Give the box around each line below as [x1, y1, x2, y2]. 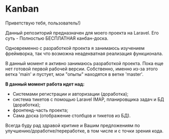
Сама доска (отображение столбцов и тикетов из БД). [12, 113, 131, 119]
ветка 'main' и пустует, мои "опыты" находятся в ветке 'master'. [5, 71, 144, 77]
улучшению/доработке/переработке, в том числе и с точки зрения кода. [5, 128, 164, 134]
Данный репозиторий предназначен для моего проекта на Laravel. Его [5, 30, 159, 36]
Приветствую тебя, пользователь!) [5, 20, 81, 26]
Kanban [5, 3, 39, 15]
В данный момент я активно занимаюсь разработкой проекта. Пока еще [5, 60, 164, 66]
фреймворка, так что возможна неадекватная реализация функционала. [5, 50, 163, 57]
